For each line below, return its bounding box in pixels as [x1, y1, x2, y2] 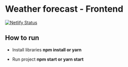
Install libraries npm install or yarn [12, 46, 82, 52]
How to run [5, 34, 40, 42]
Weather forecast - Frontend [5, 3, 124, 15]
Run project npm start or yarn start [12, 56, 84, 62]
